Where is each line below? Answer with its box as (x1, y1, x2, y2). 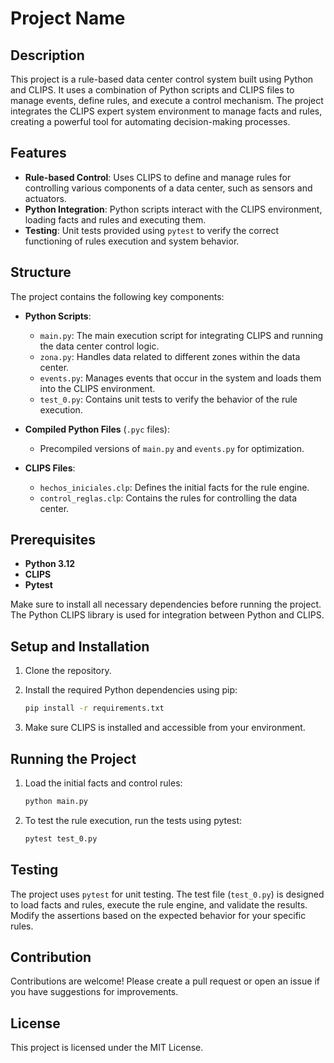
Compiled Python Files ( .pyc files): (24, 423, 170, 435)
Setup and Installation (10, 638, 150, 655)
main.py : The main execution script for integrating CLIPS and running (39, 329, 324, 341)
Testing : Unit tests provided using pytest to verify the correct (24, 224, 279, 236)
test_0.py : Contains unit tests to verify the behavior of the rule (39, 393, 298, 405)
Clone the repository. (24, 665, 112, 677)
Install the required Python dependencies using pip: (24, 684, 238, 696)
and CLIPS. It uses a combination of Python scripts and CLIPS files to (10, 84, 295, 96)
